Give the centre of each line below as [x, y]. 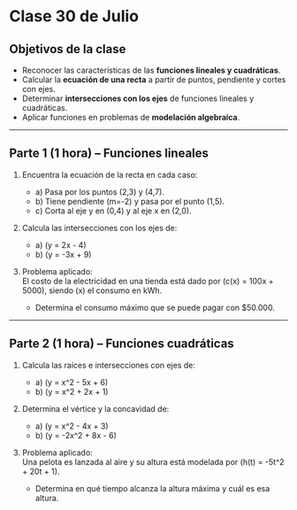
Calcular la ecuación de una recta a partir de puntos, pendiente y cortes [154, 80]
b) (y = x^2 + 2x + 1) [72, 391]
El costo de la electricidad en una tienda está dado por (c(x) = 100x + [148, 281]
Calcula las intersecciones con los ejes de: [99, 228]
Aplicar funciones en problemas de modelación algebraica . [131, 117]
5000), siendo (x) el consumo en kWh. [92, 290]
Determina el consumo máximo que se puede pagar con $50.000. [155, 307]
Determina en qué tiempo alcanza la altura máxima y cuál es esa [152, 488]
